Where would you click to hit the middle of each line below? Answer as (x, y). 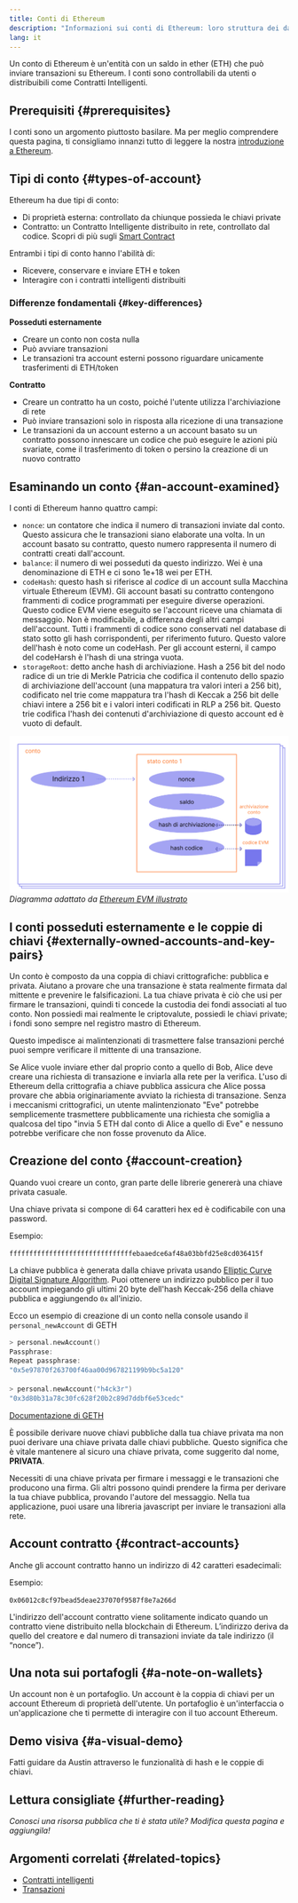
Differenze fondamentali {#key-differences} (106, 303)
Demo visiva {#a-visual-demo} (96, 1741)
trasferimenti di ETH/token (70, 367)
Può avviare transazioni (65, 349)
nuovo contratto (51, 459)
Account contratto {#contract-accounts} (125, 1544)
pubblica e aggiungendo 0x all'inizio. (76, 1298)
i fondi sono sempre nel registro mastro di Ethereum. (105, 1023)
